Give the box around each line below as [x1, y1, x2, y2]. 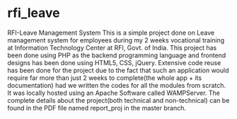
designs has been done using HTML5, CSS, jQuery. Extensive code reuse [7, 58, 221, 67]
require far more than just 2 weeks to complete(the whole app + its [7, 73, 202, 82]
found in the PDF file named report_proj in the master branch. [7, 103, 186, 112]
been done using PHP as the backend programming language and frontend [7, 51, 226, 59]
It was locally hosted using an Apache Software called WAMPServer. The [7, 89, 221, 97]
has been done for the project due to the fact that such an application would [7, 66, 229, 74]
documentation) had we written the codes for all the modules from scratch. [7, 81, 226, 89]
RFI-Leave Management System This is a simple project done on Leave [7, 28, 214, 37]
